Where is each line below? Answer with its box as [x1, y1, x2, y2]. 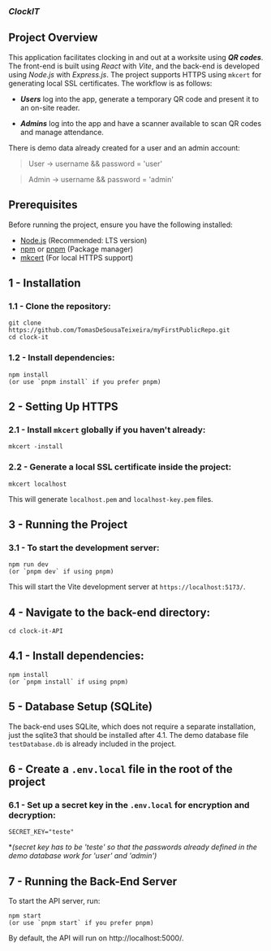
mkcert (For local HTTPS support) [19, 252, 134, 262]
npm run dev [8, 561, 49, 569]
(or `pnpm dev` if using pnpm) [8, 568, 114, 576]
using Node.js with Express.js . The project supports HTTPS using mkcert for [8, 69, 262, 79]
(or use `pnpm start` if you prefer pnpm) [8, 919, 154, 927]
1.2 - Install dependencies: [8, 352, 115, 364]
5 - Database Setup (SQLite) [8, 700, 153, 713]
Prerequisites [8, 198, 78, 212]
